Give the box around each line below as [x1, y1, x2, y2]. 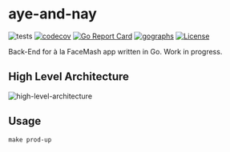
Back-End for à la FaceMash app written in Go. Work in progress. [8, 46, 223, 56]
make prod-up [8, 135, 52, 144]
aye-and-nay [8, 5, 98, 23]
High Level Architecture [8, 70, 130, 84]
